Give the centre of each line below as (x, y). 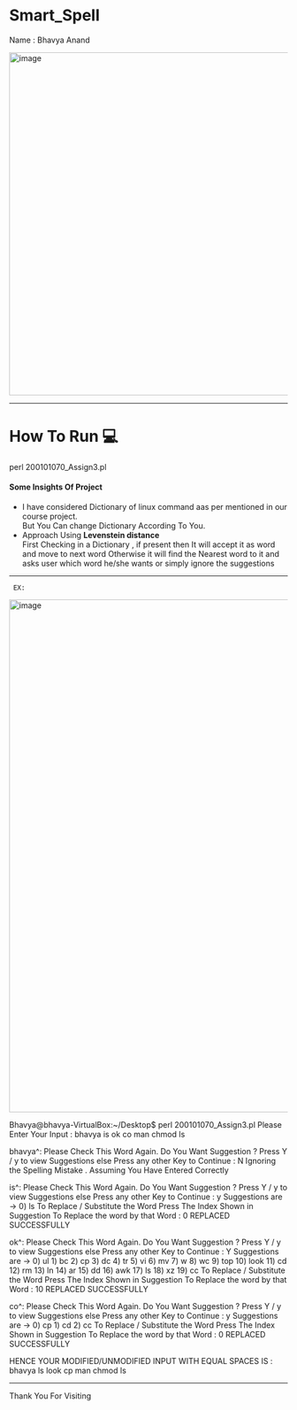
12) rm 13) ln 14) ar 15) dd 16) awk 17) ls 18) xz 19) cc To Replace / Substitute (147, 1270)
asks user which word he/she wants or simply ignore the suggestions (148, 564)
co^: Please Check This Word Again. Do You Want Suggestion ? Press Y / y (145, 1306)
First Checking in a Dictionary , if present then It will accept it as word (148, 544)
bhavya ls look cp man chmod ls (68, 1371)
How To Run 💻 (64, 437)
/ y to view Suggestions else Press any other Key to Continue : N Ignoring (143, 1161)
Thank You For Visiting (50, 1396)
